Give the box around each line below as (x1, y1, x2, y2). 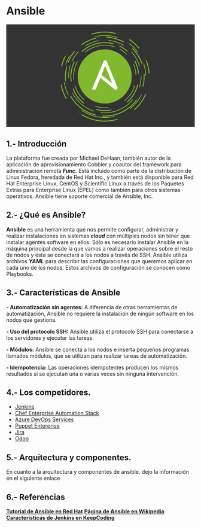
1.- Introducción (6, 139, 67, 149)
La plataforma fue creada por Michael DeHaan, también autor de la (6, 154, 171, 162)
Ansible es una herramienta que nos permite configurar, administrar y (6, 226, 179, 233)
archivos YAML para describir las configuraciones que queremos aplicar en (6, 257, 193, 264)
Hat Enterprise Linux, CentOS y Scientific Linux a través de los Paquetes (6, 179, 184, 187)
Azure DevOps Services (14, 416, 74, 423)
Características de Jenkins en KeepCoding (6, 514, 115, 521)
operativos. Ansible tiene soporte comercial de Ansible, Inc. (6, 193, 153, 200)
